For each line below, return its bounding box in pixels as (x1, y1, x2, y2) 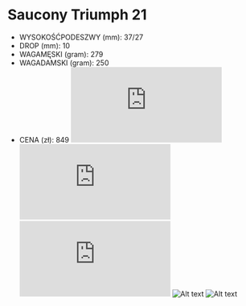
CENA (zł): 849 (18, 134, 70, 144)
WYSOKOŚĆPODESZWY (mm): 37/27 (18, 32, 144, 42)
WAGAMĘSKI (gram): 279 (18, 49, 104, 59)
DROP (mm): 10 (18, 40, 70, 50)
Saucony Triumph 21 (7, 6, 147, 24)
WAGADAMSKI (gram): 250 (18, 58, 109, 68)
